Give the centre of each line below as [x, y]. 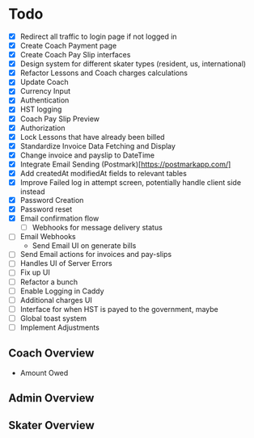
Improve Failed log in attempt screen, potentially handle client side [130, 182]
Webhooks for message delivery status [97, 228]
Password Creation [52, 200]
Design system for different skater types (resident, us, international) [133, 64]
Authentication [44, 100]
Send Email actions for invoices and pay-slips [96, 255]
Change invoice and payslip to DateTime [87, 155]
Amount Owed [44, 373]
